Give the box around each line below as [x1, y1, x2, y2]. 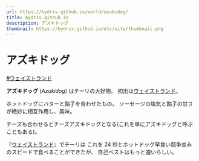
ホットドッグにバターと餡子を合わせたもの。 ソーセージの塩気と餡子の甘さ [6, 100, 194, 107]
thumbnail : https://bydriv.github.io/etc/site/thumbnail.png [6, 25, 164, 32]
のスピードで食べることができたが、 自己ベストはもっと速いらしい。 [6, 148, 177, 156]
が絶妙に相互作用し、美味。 [6, 108, 76, 115]
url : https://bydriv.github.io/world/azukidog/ [6, 8, 129, 15]
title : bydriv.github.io [6, 14, 69, 21]
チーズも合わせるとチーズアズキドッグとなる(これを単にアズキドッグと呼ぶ [6, 121, 194, 128]
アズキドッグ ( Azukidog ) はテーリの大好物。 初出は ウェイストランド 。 [6, 87, 181, 95]
